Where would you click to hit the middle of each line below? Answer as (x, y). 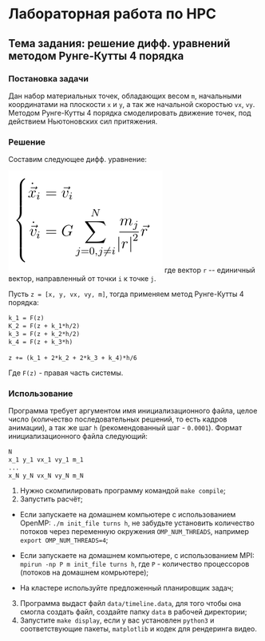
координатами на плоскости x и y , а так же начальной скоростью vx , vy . (132, 104)
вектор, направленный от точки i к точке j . (83, 279)
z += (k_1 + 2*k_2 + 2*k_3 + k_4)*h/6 (73, 358)
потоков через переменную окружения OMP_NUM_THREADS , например (134, 532)
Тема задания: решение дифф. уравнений (119, 44)
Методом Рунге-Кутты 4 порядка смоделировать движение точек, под (130, 113)
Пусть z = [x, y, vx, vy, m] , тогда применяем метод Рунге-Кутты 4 (127, 294)
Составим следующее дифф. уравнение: (78, 160)
